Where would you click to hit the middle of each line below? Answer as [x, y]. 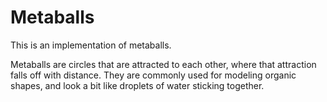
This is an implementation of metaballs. [91, 45]
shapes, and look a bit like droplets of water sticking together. [137, 85]
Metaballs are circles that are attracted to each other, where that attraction [163, 64]
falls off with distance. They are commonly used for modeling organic [153, 75]
